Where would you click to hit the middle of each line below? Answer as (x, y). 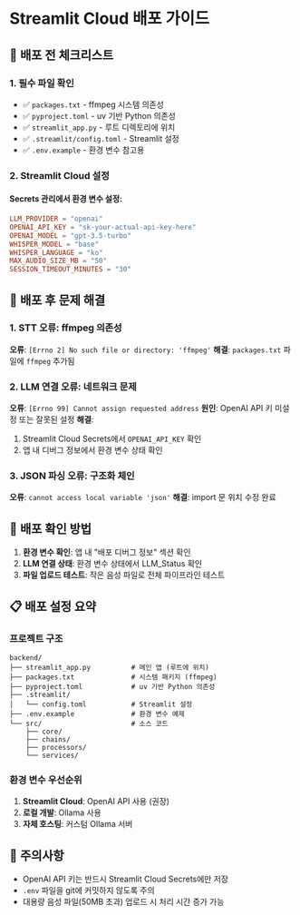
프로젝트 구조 (36, 638)
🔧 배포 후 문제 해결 (58, 300)
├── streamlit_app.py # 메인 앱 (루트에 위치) (110, 667)
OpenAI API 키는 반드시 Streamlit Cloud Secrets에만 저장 (126, 879)
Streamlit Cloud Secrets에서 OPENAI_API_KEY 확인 (112, 439)
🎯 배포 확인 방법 (51, 529)
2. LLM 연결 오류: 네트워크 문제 (73, 387)
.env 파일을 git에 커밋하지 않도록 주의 (89, 890)
